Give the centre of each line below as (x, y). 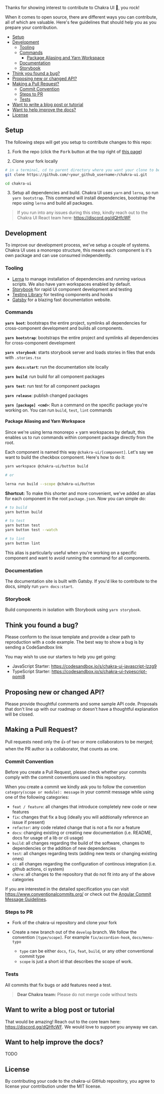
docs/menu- (143, 938)
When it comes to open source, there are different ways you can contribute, (81, 17)
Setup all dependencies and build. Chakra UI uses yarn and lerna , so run (85, 193)
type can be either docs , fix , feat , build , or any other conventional (86, 951)
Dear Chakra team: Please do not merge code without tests (77, 994)
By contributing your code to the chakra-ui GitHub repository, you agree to (80, 1081)
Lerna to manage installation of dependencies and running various (79, 279)
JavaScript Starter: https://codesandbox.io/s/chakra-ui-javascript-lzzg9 (84, 666)
